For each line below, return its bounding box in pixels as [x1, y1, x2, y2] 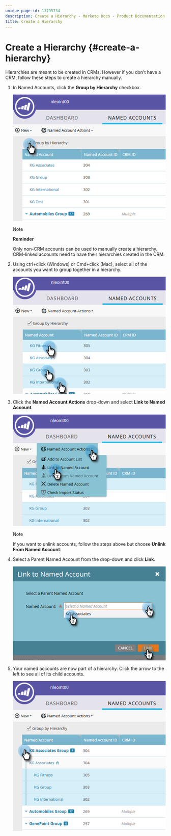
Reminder [12, 236, 34, 242]
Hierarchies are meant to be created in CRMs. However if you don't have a [5, 69, 161, 75]
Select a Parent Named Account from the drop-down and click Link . [12, 556, 155, 562]
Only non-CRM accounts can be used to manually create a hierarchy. [12, 246, 158, 252]
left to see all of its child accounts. [12, 670, 85, 677]
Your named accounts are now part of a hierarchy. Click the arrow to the [12, 665, 164, 671]
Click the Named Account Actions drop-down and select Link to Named [12, 399, 165, 405]
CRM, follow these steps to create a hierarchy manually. [5, 74, 122, 81]
